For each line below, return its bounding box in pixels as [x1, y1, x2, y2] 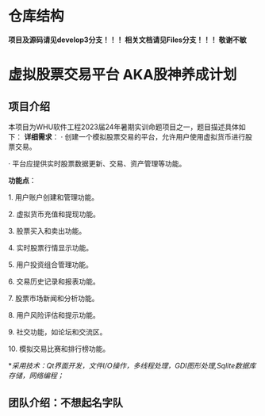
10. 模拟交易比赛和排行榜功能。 [8, 344, 110, 353]
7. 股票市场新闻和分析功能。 [8, 293, 99, 303]
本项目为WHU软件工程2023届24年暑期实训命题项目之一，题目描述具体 [8, 122, 240, 132]
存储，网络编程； [8, 370, 64, 380]
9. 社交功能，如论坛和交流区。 [8, 326, 107, 337]
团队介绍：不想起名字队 [8, 396, 123, 410]
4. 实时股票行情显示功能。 [8, 242, 94, 252]
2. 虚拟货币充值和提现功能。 [8, 209, 101, 219]
